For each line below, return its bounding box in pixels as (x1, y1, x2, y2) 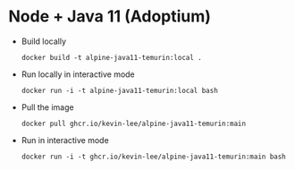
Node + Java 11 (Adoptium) (8, 6, 212, 27)
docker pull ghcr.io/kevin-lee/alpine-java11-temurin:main (21, 119, 247, 128)
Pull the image (21, 101, 74, 113)
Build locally (21, 36, 67, 47)
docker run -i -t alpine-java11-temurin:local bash (21, 86, 218, 95)
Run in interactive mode (21, 134, 109, 145)
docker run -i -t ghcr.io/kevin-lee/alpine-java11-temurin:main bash (21, 152, 287, 161)
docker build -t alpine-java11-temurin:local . (21, 53, 202, 62)
